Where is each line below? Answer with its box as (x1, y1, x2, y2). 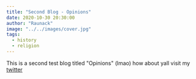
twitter (6, 66, 23, 73)
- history (12, 37, 37, 43)
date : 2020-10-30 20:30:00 (6, 15, 75, 21)
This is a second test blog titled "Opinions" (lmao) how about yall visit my (6, 59, 191, 67)
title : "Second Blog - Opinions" (6, 9, 92, 15)
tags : (6, 32, 20, 38)
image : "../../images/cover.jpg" (6, 26, 92, 32)
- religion (12, 43, 40, 49)
